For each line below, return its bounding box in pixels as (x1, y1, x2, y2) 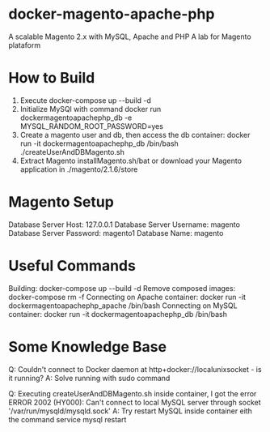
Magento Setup (8, 193, 115, 212)
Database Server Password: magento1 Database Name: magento (8, 228, 224, 237)
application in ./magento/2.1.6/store (19, 164, 138, 174)
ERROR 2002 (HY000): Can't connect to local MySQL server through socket (8, 397, 261, 407)
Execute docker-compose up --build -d (19, 95, 152, 105)
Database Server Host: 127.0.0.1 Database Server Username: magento (8, 220, 241, 229)
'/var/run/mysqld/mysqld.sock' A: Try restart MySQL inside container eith (8, 406, 253, 416)
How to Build (8, 69, 95, 88)
